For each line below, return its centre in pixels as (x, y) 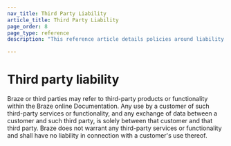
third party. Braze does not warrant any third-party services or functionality (115, 128)
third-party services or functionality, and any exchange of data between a (112, 113)
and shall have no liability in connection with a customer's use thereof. (107, 136)
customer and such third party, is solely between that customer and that (110, 121)
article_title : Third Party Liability (63, 20)
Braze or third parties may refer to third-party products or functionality (108, 99)
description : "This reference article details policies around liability (116, 39)
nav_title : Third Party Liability (57, 13)
